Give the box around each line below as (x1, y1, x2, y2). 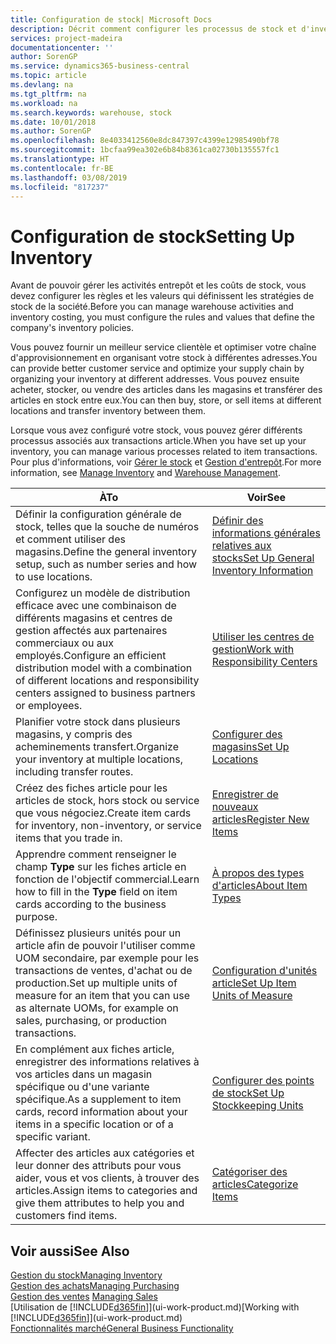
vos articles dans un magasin (15, 1067, 153, 1081)
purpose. (15, 910, 58, 924)
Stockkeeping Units (211, 1099, 304, 1113)
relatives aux (211, 539, 272, 553)
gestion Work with (211, 642, 295, 656)
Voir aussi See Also (10, 1242, 130, 1260)
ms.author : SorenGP (10, 126, 92, 136)
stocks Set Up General (211, 551, 315, 565)
